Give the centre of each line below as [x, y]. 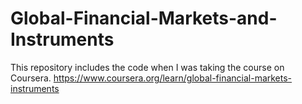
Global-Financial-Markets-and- [144, 18]
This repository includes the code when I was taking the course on [147, 67]
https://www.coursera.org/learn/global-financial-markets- [173, 78]
